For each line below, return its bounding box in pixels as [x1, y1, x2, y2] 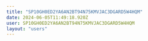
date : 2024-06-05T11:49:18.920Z [6, 14, 88, 20]
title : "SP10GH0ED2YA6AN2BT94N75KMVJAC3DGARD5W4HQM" [6, 8, 143, 15]
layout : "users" [6, 25, 48, 32]
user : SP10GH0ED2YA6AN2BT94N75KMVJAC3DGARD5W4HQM [6, 20, 135, 26]
